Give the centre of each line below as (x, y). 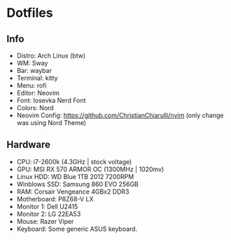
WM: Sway (32, 63)
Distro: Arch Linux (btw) (51, 55)
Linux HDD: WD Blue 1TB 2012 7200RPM (75, 176)
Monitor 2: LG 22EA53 (49, 214)
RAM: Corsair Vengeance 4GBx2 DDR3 (73, 192)
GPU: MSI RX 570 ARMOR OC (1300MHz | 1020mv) (90, 169)
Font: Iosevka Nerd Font (51, 100)
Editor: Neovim (38, 93)
